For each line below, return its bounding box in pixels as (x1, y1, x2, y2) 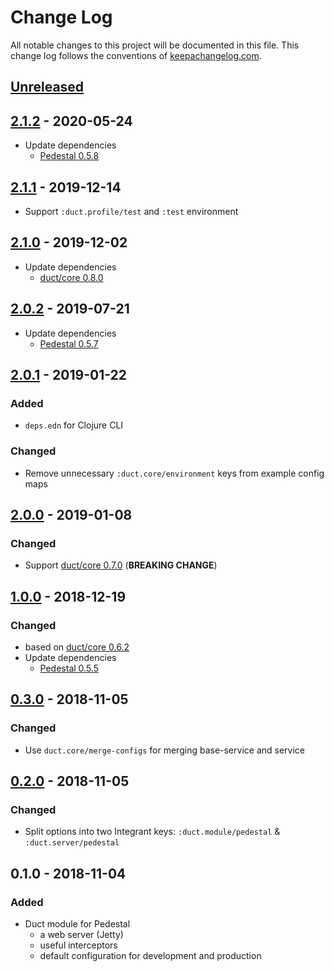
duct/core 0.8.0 (39, 271, 104, 283)
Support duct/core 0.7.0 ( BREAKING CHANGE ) (24, 559, 218, 571)
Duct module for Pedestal (24, 918, 131, 930)
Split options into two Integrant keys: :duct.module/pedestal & (24, 826, 281, 838)
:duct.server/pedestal (24, 838, 120, 848)
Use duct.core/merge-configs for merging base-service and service (24, 744, 305, 756)
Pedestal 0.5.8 (39, 150, 100, 162)
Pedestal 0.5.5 (39, 662, 99, 674)
